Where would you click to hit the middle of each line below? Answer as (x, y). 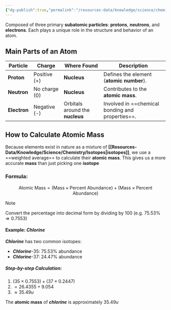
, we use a (140, 152)
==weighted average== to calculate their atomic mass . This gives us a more (85, 158)
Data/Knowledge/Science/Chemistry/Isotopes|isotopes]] (67, 152)
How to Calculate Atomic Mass (55, 135)
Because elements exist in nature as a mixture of (56, 147)
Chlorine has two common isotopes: (44, 241)
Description (133, 66)
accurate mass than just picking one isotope (52, 163)
